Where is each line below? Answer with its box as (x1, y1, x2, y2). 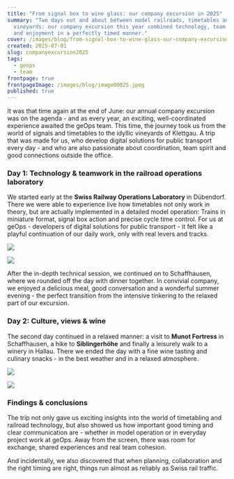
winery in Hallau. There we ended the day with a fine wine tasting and (7, 347, 208, 355)
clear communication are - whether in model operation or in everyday (7, 428, 207, 437)
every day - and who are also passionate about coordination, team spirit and (7, 144, 226, 152)
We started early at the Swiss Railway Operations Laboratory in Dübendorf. (7, 193, 226, 202)
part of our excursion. (7, 299, 70, 307)
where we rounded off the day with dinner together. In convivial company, (7, 277, 219, 285)
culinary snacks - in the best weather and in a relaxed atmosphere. (7, 354, 199, 362)
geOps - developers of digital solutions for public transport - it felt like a (7, 222, 214, 231)
